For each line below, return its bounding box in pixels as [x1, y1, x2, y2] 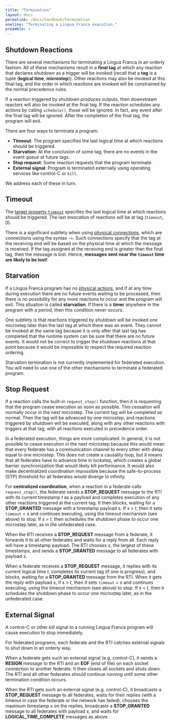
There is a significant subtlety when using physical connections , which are [5, 229, 162, 235]
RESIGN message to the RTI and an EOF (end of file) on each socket [5, 661, 149, 667]
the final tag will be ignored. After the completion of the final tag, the [5, 112, 149, 118]
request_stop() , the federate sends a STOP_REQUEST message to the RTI [5, 489, 162, 495]
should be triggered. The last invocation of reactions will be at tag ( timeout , [5, 214, 164, 220]
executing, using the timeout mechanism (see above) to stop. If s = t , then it [5, 585, 164, 591]
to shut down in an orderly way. [5, 645, 71, 651]
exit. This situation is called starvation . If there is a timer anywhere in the [5, 301, 160, 307]
